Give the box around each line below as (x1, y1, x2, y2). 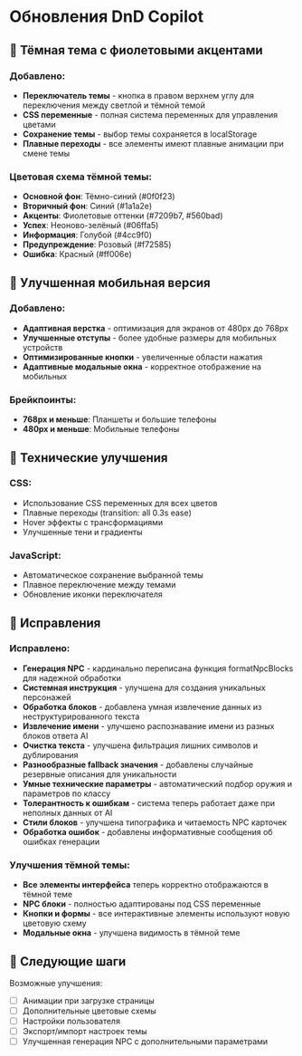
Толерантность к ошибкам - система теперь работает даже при (22, 797, 276, 808)
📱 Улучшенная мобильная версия (9, 274, 211, 291)
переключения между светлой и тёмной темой (22, 100, 206, 110)
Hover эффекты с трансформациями (22, 516, 164, 527)
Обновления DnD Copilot (9, 6, 204, 27)
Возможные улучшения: (9, 977, 103, 988)
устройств (22, 341, 63, 352)
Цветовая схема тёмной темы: (9, 170, 152, 183)
